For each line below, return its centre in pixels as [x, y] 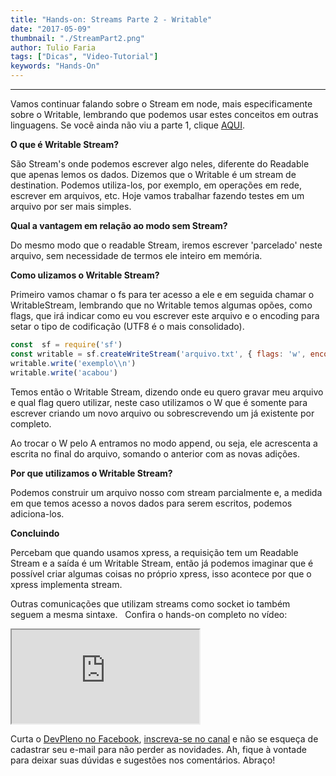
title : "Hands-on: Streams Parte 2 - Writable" [111, 19]
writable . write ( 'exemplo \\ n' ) [73, 363]
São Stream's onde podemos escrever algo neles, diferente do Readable [160, 164]
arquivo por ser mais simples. [71, 206]
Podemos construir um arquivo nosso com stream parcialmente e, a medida [166, 492]
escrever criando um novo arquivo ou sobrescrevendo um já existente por [162, 413]
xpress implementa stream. [66, 584]
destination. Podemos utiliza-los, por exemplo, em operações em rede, [156, 185]
